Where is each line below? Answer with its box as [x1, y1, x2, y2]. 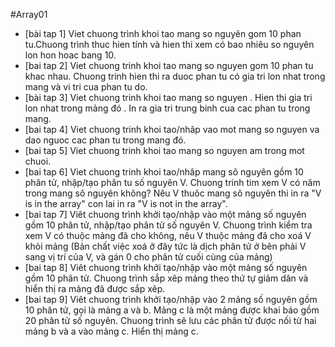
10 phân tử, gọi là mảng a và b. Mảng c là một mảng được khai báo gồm [24, 304, 320, 316]
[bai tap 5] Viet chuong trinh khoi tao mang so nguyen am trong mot [24, 145, 305, 156]
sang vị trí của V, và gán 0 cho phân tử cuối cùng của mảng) [24, 251, 273, 263]
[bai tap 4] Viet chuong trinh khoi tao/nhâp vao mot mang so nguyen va [24, 124, 320, 135]
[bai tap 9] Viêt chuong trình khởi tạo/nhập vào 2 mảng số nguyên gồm [24, 294, 318, 305]
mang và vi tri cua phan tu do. [24, 81, 148, 93]
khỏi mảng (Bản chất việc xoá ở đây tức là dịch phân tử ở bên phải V [24, 240, 307, 252]
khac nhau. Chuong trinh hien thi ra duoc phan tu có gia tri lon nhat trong [24, 70, 326, 82]
